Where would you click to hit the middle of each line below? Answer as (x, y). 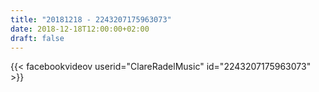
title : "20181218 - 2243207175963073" (91, 19)
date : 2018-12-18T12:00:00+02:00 (80, 29)
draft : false (37, 38)
